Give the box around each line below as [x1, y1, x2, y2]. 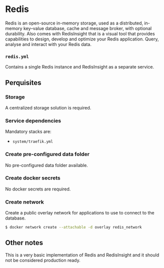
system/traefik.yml [12, 139, 53, 144]
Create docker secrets [5, 174, 61, 181]
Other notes [5, 238, 43, 247]
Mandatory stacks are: [5, 128, 51, 134]
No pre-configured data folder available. [5, 162, 88, 168]
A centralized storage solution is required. [5, 104, 91, 110]
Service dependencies [5, 117, 61, 124]
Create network [5, 198, 44, 205]
